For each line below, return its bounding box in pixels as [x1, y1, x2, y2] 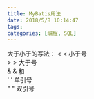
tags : [7, 23, 23, 30]
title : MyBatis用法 [7, 10, 62, 17]
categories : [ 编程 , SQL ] [7, 29, 77, 37]
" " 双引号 [7, 84, 35, 93]
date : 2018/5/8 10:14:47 [7, 17, 79, 24]
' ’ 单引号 [7, 76, 32, 84]
